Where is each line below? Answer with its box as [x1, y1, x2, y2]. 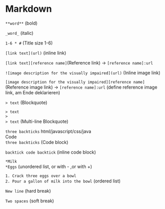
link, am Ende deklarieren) [5, 89, 60, 95]
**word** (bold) [5, 20, 38, 26]
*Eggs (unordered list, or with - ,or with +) [5, 163, 92, 170]
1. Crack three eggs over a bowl [5, 173, 77, 178]
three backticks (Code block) [5, 139, 68, 145]
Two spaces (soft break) [5, 198, 55, 204]
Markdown [5, 3, 52, 15]
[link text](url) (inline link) [5, 50, 66, 56]
